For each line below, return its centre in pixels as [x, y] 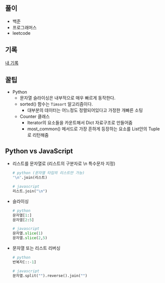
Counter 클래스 [35, 116]
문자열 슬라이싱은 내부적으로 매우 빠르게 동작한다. [68, 98]
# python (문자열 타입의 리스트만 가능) [48, 173]
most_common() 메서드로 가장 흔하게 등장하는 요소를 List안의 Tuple [93, 129]
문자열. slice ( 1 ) [28, 233]
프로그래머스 [25, 27]
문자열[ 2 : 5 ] [23, 220]
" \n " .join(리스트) [30, 178]
